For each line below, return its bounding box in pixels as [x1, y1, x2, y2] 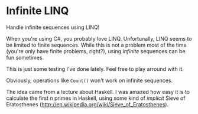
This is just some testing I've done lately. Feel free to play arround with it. [6, 65, 184, 72]
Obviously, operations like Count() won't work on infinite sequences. [6, 77, 173, 84]
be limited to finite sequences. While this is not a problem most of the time [6, 41, 187, 48]
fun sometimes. [6, 54, 44, 61]
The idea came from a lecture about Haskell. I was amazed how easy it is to [6, 88, 190, 95]
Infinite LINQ [6, 4, 69, 18]
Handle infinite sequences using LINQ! [6, 24, 100, 31]
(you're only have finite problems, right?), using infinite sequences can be [6, 47, 186, 54]
